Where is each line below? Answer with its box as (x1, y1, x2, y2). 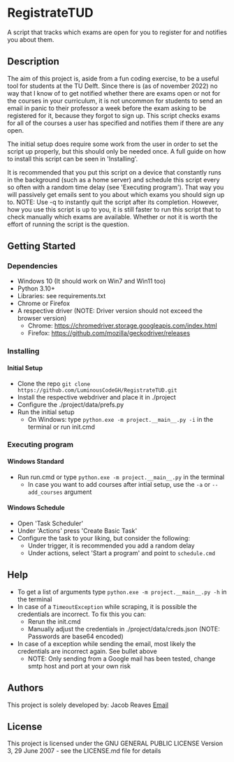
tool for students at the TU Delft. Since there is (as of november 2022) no (7, 82, 218, 90)
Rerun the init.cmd (27, 617, 81, 626)
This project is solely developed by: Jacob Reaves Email (7, 701, 169, 709)
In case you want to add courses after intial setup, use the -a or (27, 480, 211, 488)
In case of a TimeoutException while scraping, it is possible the (17, 602, 197, 610)
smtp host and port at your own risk (27, 661, 131, 670)
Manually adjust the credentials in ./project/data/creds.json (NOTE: (27, 624, 220, 633)
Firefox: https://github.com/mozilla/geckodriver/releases (27, 329, 191, 337)
